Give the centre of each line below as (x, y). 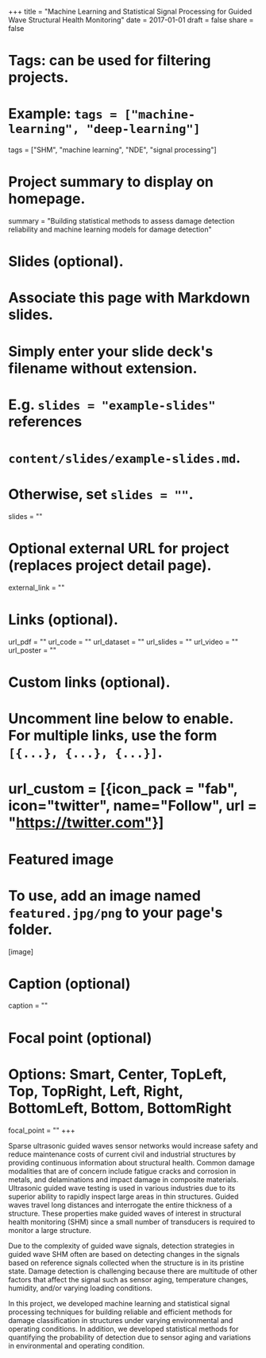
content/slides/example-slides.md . (124, 458)
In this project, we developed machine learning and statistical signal (119, 1303)
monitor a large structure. (50, 1230)
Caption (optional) (69, 983)
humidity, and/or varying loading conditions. (81, 1288)
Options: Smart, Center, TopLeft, (118, 1074)
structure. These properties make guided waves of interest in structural (125, 1213)
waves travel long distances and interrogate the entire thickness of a (120, 1204)
